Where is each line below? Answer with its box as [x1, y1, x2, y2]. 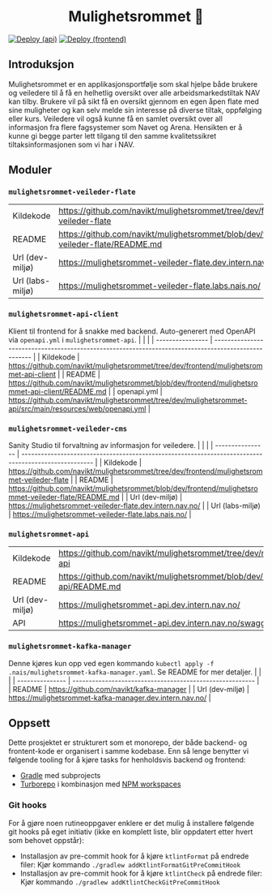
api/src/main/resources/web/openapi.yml [8, 403, 147, 413]
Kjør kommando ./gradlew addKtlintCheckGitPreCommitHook [19, 876, 220, 887]
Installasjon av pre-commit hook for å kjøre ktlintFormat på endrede [19, 851, 249, 861]
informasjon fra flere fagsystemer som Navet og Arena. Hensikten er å [8, 122, 243, 132]
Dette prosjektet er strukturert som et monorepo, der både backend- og [8, 738, 248, 747]
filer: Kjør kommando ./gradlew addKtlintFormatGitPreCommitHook [19, 859, 241, 869]
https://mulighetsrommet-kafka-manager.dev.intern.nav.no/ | [8, 693, 212, 703]
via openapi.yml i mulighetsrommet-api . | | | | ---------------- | [8, 334, 213, 344]
